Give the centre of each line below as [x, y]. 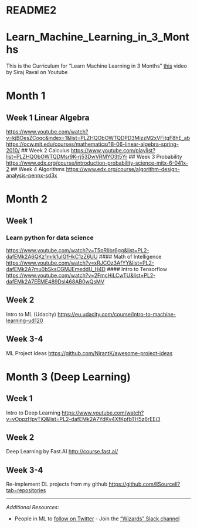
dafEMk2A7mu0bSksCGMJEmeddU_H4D [56, 269]
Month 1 [26, 96]
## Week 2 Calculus [45, 151]
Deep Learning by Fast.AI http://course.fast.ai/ [62, 452]
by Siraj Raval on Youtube [37, 72]
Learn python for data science [50, 238]
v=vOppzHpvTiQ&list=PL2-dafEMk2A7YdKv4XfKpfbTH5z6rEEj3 [83, 419]
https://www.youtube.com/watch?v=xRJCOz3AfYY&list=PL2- [80, 263]
